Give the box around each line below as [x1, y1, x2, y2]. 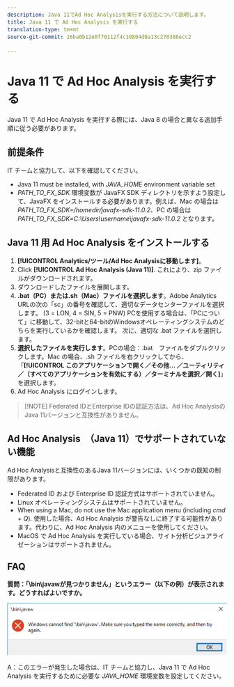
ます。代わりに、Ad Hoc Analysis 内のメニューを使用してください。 [17, 523, 212, 531]
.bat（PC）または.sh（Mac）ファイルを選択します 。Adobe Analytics [17, 291, 217, 299]
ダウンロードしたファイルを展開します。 [17, 283, 134, 291]
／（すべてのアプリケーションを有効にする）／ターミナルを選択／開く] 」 [17, 370, 227, 378]
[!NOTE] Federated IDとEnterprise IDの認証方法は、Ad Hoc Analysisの [24, 402, 226, 410]
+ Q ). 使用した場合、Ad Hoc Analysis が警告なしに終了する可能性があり [17, 514, 223, 522]
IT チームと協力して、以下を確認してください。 [7, 166, 142, 174]
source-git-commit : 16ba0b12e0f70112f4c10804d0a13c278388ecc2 [7, 33, 192, 40]
